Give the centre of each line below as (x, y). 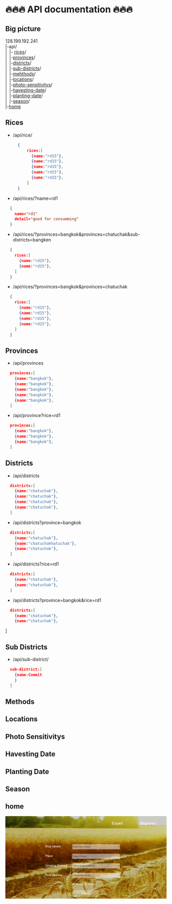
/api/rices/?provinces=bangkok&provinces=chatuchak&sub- (76, 234)
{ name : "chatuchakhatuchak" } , (46, 543)
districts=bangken (32, 240)
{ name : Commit (28, 675)
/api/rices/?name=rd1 (35, 198)
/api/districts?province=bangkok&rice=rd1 (57, 600)
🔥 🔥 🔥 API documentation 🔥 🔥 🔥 (69, 10)
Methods (20, 702)
